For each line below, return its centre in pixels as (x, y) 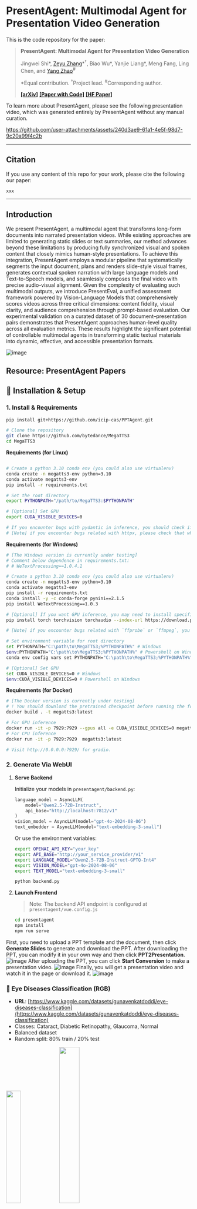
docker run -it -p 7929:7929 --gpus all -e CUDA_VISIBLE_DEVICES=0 (90, 728)
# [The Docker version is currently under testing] (70, 701)
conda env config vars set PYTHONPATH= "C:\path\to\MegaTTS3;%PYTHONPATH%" (99, 657)
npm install (29, 926)
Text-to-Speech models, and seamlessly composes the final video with (92, 279)
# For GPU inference (31, 723)
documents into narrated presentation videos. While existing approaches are (98, 235)
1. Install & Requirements (42, 408)
